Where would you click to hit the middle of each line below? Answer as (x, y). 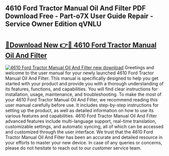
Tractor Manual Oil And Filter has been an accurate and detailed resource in (84, 137)
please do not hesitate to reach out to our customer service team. (73, 148)
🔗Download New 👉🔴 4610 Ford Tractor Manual (81, 45)
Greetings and (139, 67)
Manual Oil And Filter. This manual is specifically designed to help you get (82, 78)
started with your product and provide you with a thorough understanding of (84, 84)
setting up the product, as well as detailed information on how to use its (79, 110)
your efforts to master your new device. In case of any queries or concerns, (84, 143)
